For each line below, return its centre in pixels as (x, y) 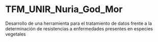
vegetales (16, 34)
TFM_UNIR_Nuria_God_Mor (64, 9)
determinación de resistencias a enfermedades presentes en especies (79, 28)
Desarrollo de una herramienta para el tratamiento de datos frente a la (78, 23)
